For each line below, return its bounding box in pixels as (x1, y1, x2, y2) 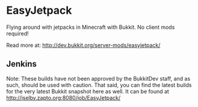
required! (6, 29, 29, 37)
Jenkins (6, 59, 37, 69)
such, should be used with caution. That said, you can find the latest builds (6, 81, 192, 88)
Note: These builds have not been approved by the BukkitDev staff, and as (6, 75, 191, 82)
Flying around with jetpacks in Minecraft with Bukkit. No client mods (6, 23, 175, 31)
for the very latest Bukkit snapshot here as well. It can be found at (6, 88, 170, 95)
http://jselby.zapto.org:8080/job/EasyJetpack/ (6, 94, 121, 101)
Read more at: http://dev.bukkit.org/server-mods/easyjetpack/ (6, 41, 161, 49)
